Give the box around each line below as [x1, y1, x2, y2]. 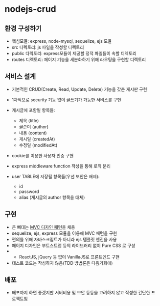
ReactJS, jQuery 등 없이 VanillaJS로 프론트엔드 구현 [19, 254, 120, 260]
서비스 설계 [4, 72, 36, 81]
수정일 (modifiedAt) [19, 142, 58, 148]
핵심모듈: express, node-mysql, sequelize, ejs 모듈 [11, 38, 112, 44]
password [19, 188, 40, 195]
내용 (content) [19, 130, 47, 136]
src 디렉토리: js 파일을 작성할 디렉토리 [11, 44, 84, 50]
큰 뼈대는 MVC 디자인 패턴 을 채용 [11, 224, 75, 230]
